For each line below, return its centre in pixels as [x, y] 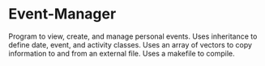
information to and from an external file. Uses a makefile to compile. [122, 53]
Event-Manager [62, 14]
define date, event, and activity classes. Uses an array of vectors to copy [130, 44]
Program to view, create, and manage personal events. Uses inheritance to [133, 36]
